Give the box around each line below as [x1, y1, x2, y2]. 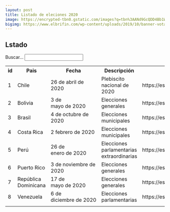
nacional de [101, 82, 129, 89]
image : [5, 17, 19, 22]
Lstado [5, 40, 28, 49]
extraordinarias [101, 153, 138, 160]
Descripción [104, 67, 135, 74]
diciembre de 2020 [50, 196, 97, 203]
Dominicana [17, 182, 46, 189]
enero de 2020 [50, 150, 87, 157]
